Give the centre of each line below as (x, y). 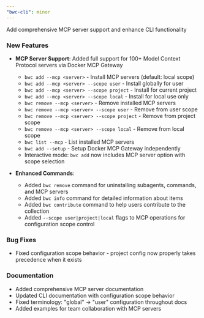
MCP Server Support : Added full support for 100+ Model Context (98, 58)
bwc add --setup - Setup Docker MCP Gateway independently (102, 148)
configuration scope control (59, 224)
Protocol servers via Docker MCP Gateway (69, 65)
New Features (28, 45)
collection (37, 211)
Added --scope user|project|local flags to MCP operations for (105, 217)
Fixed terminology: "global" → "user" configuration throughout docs (101, 302)
